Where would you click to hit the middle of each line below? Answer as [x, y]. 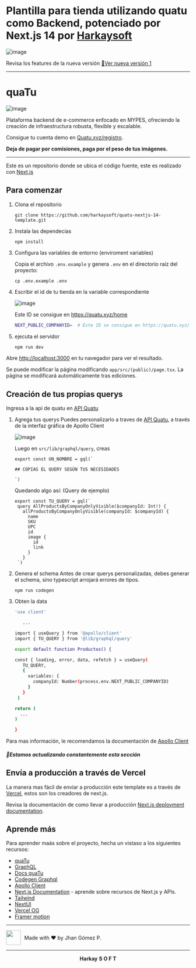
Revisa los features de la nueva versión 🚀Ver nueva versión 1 [79, 63]
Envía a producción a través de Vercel [76, 773]
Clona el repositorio [38, 204]
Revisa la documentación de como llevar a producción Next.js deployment [95, 804]
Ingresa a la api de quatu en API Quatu [52, 409]
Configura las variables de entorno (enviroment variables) [84, 252]
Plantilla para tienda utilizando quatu [97, 11]
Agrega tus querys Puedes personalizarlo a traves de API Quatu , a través [102, 420]
